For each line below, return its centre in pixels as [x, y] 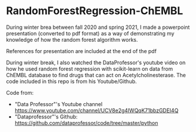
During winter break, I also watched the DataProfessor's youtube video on [96, 62]
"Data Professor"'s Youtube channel [59, 104]
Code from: [20, 93]
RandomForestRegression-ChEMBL [95, 11]
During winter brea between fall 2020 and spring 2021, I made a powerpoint [98, 27]
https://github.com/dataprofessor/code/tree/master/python [86, 123]
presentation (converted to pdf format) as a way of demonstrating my [90, 33]
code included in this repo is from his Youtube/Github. [72, 81]
